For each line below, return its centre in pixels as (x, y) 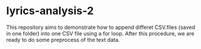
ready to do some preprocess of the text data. (63, 40)
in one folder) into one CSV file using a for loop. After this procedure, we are (100, 33)
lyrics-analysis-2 (50, 11)
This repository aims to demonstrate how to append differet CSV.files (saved (101, 27)
